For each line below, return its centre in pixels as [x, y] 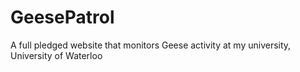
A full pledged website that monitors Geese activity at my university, [151, 45]
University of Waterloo [56, 55]
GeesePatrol [62, 17]
